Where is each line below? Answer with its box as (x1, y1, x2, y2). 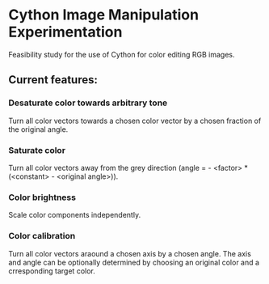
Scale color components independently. (8, 210, 141, 220)
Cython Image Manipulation (8, 6, 200, 24)
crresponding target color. (8, 265, 95, 276)
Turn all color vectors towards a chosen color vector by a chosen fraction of (8, 116, 262, 125)
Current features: (8, 73, 99, 87)
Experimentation (8, 23, 123, 41)
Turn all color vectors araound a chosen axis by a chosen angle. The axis (8, 248, 252, 258)
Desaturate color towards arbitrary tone (8, 97, 168, 108)
